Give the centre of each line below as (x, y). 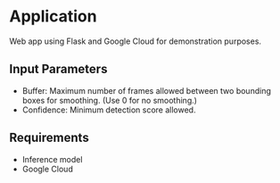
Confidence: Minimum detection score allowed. (109, 110)
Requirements (49, 138)
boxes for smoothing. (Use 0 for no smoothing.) (110, 100)
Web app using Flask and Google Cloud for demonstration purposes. (135, 41)
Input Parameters (58, 69)
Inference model (52, 159)
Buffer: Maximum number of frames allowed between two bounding (147, 90)
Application (53, 17)
